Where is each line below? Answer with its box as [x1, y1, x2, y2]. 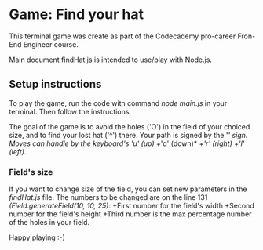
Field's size [9, 166, 53, 177]
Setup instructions [9, 78, 102, 91]
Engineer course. [23, 39, 79, 49]
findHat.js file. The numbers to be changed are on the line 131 [9, 193, 208, 202]
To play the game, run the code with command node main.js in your [9, 98, 228, 107]
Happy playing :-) [9, 233, 66, 242]
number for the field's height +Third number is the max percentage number [9, 209, 252, 219]
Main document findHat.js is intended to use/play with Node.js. [9, 55, 213, 64]
